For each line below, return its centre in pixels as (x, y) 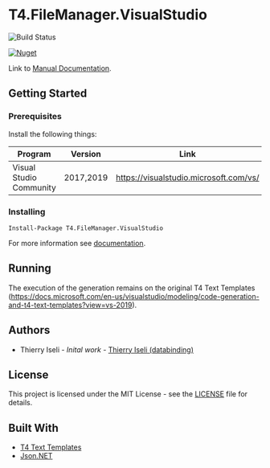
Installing (27, 211)
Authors (29, 330)
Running (30, 268)
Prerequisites (35, 117)
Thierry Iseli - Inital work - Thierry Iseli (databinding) (107, 349)
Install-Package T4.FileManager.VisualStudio (86, 228)
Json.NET (36, 456)
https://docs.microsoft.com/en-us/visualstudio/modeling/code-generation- (135, 296)
